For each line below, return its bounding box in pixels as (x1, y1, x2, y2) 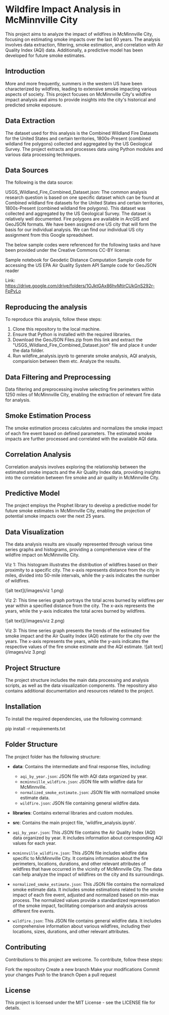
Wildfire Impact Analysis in (5, 4, 121, 15)
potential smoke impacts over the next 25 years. (5, 513, 105, 519)
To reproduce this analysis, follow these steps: (5, 316, 102, 323)
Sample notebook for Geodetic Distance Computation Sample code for (5, 257, 152, 263)
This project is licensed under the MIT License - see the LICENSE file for (5, 999, 155, 1005)
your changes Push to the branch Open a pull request (5, 972, 117, 978)
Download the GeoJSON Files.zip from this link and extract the (12, 337, 143, 343)
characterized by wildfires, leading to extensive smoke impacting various (5, 86, 157, 92)
